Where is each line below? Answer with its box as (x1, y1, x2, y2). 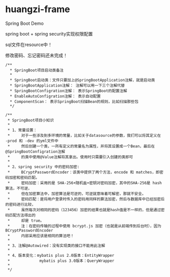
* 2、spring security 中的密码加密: (7, 164, 80, 169)
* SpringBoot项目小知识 (7, 117, 54, 123)
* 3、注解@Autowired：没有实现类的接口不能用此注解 (7, 243, 106, 248)
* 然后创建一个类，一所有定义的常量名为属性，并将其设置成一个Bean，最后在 (7, 143, 155, 149)
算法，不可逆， (5, 186, 32, 191)
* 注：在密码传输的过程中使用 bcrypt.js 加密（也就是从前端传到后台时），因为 (7, 223, 161, 228)
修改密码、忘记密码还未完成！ (5, 52, 67, 58)
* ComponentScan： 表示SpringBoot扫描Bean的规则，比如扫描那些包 (10, 99, 139, 104)
